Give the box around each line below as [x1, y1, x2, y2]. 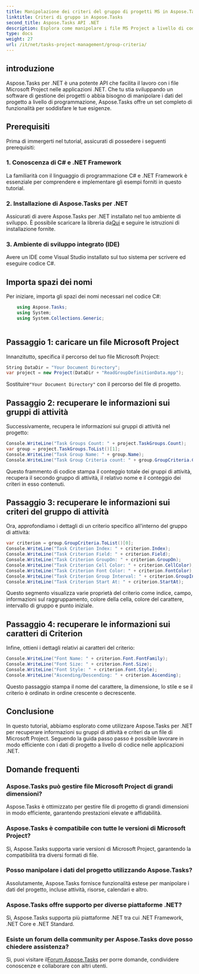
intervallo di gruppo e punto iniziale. [6, 602, 94, 609]
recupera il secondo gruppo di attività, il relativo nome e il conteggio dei [6, 474, 181, 481]
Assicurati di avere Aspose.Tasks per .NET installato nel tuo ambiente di [6, 213, 181, 220]
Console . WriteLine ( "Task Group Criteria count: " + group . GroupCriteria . [6, 457, 192, 463]
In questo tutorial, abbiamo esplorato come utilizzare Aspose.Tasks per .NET [6, 722, 193, 729]
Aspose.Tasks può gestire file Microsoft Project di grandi [6, 782, 174, 790]
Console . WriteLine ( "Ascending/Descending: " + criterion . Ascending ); [6, 672, 182, 678]
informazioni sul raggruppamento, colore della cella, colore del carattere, [6, 596, 184, 603]
